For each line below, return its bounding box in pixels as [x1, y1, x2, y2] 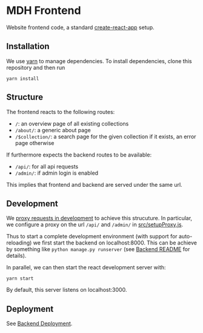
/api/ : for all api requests [15, 163, 79, 170]
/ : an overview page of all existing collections [15, 119, 129, 127]
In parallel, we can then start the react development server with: [6, 264, 166, 271]
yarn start [6, 275, 34, 282]
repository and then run [6, 64, 65, 71]
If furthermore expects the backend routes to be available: [6, 151, 152, 158]
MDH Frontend [6, 4, 81, 18]
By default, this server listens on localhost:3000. [6, 286, 127, 294]
